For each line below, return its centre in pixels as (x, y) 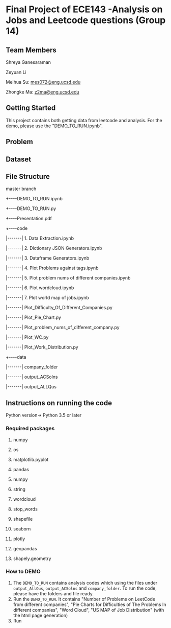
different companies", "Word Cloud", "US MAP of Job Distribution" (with (89, 610)
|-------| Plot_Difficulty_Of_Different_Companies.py (59, 308)
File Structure (28, 177)
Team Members (31, 50)
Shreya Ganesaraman (28, 62)
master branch (21, 189)
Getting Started (31, 108)
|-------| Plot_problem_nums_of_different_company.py (63, 328)
